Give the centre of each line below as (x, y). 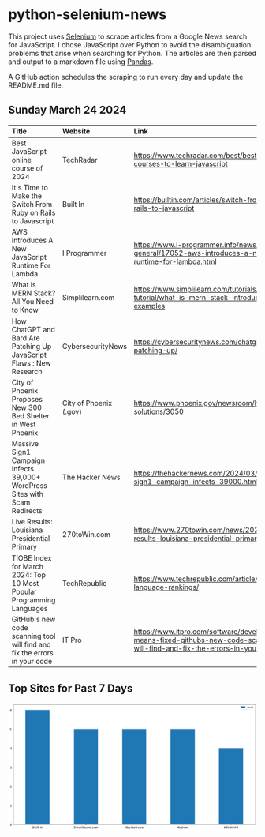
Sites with (27, 494)
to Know (25, 310)
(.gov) (72, 411)
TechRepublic (84, 583)
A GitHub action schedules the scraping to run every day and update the (126, 77)
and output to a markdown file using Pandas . (81, 62)
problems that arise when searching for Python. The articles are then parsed (132, 53)
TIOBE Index (32, 557)
